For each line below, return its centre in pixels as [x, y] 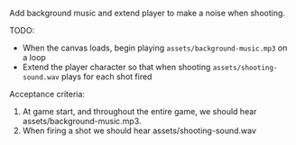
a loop [34, 57]
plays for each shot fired [107, 77]
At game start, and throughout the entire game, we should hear [139, 111]
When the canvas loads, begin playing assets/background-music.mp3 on [155, 48]
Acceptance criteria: [47, 94]
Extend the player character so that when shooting [116, 67]
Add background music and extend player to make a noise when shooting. [148, 13]
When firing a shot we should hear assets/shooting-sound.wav [139, 131]
